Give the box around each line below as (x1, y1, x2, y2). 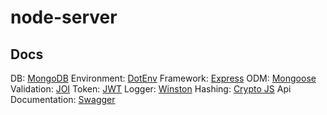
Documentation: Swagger (10, 94, 116, 105)
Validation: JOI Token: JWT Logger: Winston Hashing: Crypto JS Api (10, 83, 292, 95)
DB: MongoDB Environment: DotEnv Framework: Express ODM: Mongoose (10, 72, 317, 84)
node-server (10, 6, 118, 29)
